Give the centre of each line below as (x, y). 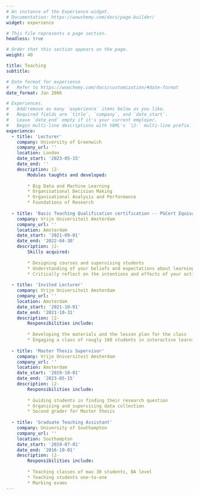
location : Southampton (45, 439)
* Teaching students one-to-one (68, 477)
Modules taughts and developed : (68, 175)
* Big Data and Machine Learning (69, 186)
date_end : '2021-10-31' (46, 312)
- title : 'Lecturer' (37, 137)
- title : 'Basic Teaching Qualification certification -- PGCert (94, 213)
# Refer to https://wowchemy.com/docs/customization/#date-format (92, 87)
